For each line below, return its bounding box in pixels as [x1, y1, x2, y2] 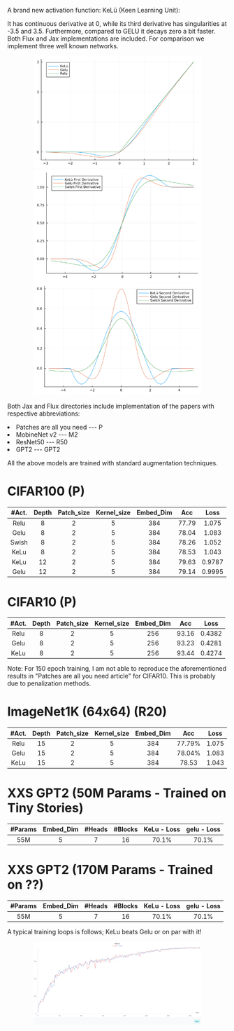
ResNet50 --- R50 [16, 438, 68, 446]
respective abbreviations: [7, 409, 80, 418]
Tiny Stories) [7, 800, 84, 816]
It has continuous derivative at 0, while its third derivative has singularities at [7, 20, 227, 27]
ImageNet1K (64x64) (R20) [7, 704, 168, 720]
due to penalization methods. [7, 679, 92, 688]
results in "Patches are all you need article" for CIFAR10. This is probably [7, 672, 216, 681]
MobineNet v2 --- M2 [16, 430, 78, 439]
